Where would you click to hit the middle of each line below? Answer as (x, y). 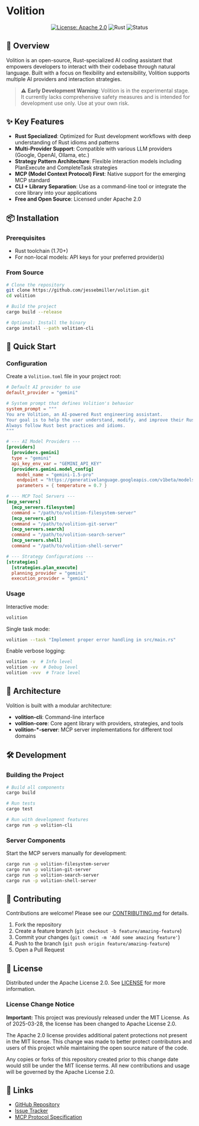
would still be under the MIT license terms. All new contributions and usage (98, 1065)
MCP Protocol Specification (48, 1117)
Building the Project (35, 775)
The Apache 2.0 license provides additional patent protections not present (97, 1035)
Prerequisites (26, 238)
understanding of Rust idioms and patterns (67, 142)
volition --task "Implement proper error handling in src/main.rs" (91, 640)
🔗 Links (20, 1090)
